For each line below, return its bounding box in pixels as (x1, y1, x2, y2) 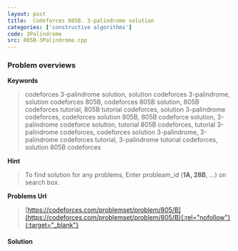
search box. (24, 178, 60, 187)
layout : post (7, 10, 46, 18)
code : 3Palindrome (7, 30, 62, 38)
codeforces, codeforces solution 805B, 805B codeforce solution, (24, 113, 216, 122)
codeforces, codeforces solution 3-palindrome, (59, 128, 199, 137)
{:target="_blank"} (24, 221, 79, 230)
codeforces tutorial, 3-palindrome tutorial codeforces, (59, 136, 218, 144)
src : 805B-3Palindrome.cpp (7, 37, 88, 44)
